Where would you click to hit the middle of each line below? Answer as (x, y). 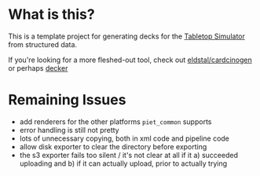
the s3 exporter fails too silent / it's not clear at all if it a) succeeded (128, 155)
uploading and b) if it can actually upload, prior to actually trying (123, 163)
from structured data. (42, 44)
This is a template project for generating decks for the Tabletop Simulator (127, 36)
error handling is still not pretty (69, 130)
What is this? (52, 15)
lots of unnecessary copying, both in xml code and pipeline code (125, 138)
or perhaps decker (38, 68)
